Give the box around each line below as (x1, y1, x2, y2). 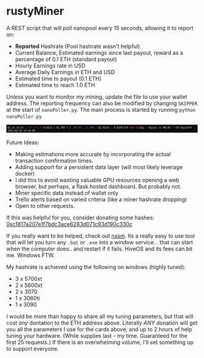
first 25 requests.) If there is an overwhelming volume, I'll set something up (6, 339, 194, 346)
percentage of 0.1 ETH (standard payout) (15, 55, 117, 63)
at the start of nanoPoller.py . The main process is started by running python (6, 106, 196, 113)
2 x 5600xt (15, 281, 42, 289)
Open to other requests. (15, 202, 75, 209)
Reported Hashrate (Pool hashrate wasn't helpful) (15, 43, 140, 50)
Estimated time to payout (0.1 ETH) (15, 75, 102, 82)
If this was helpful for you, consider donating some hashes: (6, 214, 155, 221)
